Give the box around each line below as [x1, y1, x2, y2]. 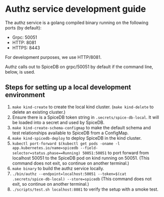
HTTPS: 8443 [12, 45, 40, 50]
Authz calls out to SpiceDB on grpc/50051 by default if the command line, [5, 64, 153, 70]
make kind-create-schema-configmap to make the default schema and [12, 124, 151, 130]
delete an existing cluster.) [12, 109, 66, 115]
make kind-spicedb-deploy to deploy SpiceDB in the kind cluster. [12, 135, 142, 141]
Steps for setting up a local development [5, 83, 131, 92]
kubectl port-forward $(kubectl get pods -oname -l [12, 141, 120, 146]
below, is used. [5, 69, 35, 74]
